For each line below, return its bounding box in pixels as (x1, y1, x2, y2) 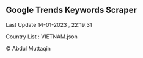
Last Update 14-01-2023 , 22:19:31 (5, 21, 92, 28)
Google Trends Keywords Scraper (5, 5, 137, 15)
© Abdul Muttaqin (5, 45, 51, 52)
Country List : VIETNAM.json (5, 33, 78, 40)
